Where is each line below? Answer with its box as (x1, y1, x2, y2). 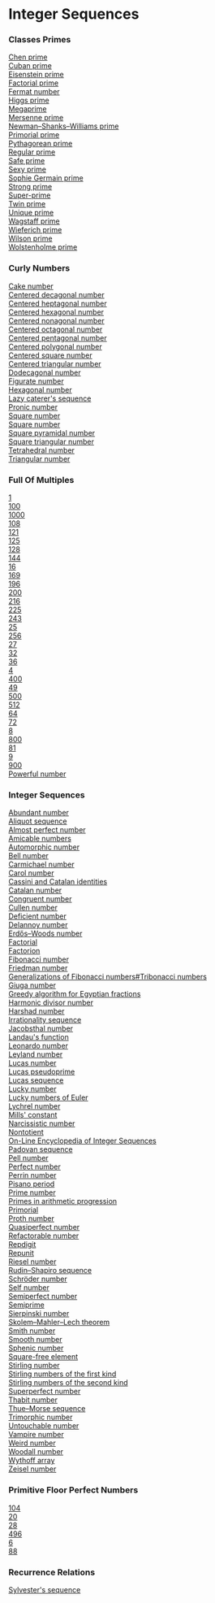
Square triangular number (8, 437, 95, 446)
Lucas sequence (8, 1075, 64, 1085)
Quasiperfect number (8, 1223, 80, 1232)
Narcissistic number (8, 1119, 75, 1128)
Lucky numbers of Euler (8, 1093, 88, 1102)
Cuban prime (8, 61, 53, 71)
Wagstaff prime (8, 216, 60, 226)
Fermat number (8, 87, 60, 97)
